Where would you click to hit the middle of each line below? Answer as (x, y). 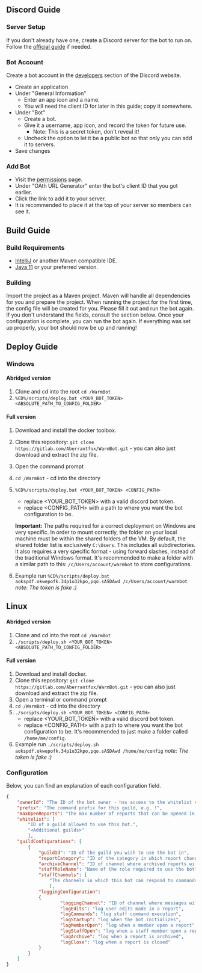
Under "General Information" (50, 93)
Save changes (32, 150)
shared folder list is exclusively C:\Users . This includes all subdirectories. (105, 545)
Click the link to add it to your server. (60, 199)
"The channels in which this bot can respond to (111, 881)
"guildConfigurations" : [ (50, 842)
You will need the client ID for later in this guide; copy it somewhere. (108, 106)
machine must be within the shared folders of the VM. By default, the (100, 539)
